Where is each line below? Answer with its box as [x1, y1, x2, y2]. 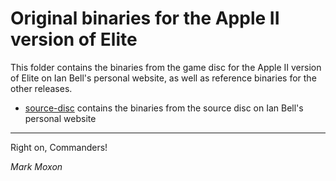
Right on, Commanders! [10, 141, 108, 153]
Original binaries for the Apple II [10, 7, 280, 30]
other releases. [10, 82, 73, 94]
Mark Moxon [10, 160, 63, 172]
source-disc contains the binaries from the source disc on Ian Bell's [24, 102, 304, 114]
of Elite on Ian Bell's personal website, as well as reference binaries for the [10, 72, 317, 84]
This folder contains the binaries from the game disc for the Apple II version [10, 61, 322, 73]
